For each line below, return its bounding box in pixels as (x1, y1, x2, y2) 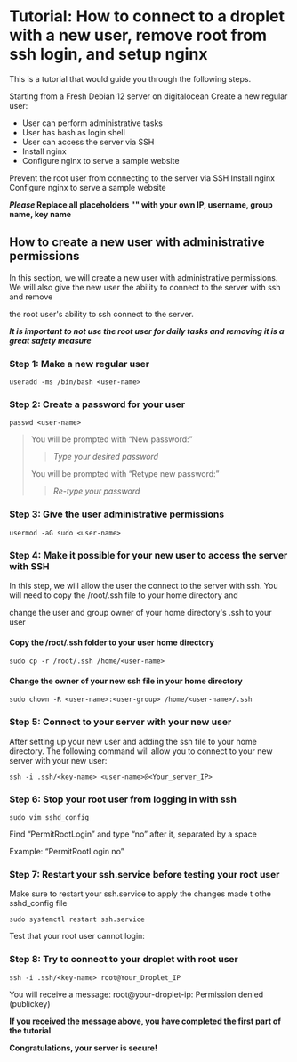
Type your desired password (52, 452, 158, 462)
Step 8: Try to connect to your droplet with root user (9, 953, 238, 966)
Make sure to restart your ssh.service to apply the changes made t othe (9, 888, 271, 899)
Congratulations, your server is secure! (9, 1042, 158, 1053)
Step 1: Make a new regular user (9, 357, 149, 370)
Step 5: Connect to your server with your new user (9, 715, 232, 728)
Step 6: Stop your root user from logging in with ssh (9, 793, 237, 805)
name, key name (9, 208, 72, 219)
